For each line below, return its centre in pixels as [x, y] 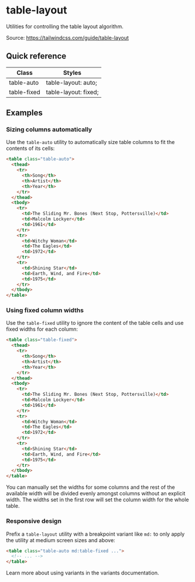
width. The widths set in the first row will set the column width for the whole [97, 500]
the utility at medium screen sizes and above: [61, 540]
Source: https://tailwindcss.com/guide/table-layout [67, 37]
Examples [24, 113]
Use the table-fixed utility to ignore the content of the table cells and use [95, 323]
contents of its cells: [30, 148]
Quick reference [36, 56]
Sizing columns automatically [49, 129]
